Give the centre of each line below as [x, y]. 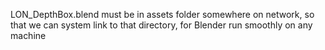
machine [28, 35]
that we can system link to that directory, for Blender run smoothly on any [161, 25]
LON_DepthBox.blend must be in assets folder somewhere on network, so [162, 14]
